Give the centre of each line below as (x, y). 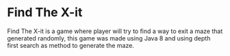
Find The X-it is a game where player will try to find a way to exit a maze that (115, 31)
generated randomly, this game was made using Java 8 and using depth (109, 38)
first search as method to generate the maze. (71, 45)
